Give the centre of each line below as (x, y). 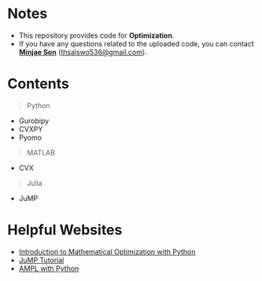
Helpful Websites (65, 230)
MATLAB (41, 152)
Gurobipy (34, 120)
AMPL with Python (49, 268)
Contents (39, 84)
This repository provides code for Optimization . (96, 35)
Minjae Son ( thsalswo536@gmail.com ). (83, 52)
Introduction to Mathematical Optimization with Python (107, 251)
